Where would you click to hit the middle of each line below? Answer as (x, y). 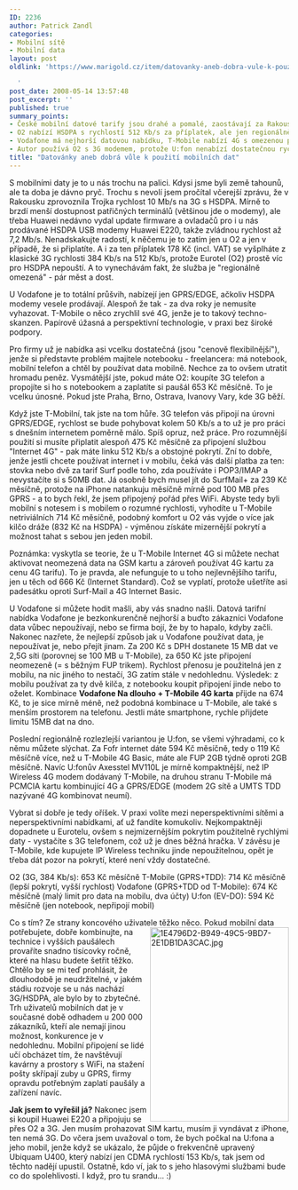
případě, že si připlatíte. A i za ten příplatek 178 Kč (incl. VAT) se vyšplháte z (148, 249)
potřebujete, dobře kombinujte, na (71, 932)
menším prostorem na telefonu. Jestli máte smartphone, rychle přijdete (139, 712)
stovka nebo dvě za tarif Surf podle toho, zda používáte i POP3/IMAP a (139, 470)
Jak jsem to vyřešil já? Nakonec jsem (78, 1109)
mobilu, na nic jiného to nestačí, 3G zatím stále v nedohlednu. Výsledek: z (144, 674)
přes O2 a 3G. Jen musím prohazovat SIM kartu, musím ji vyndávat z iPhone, (149, 1128)
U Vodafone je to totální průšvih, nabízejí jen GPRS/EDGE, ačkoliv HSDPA (142, 294)
